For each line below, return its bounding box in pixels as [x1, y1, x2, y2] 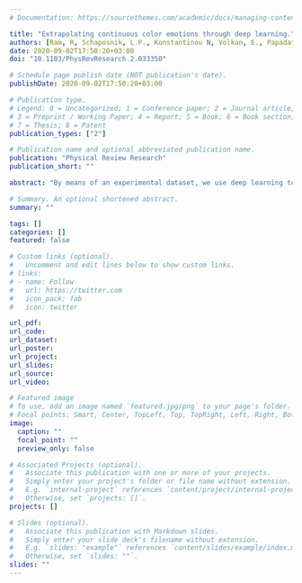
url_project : [9, 352, 58, 361]
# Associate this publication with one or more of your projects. [9, 469, 271, 478]
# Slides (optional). [9, 518, 91, 527]
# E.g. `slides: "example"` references [9, 543, 167, 552]
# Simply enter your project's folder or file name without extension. [9, 477, 292, 487]
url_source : [9, 369, 54, 378]
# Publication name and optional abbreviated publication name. [9, 145, 255, 154]
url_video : [9, 378, 50, 387]
